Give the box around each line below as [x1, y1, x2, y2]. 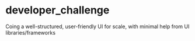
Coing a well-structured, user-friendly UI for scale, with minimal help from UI [5, 23, 190, 30]
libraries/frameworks [5, 29, 56, 36]
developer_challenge [5, 4, 110, 17]
